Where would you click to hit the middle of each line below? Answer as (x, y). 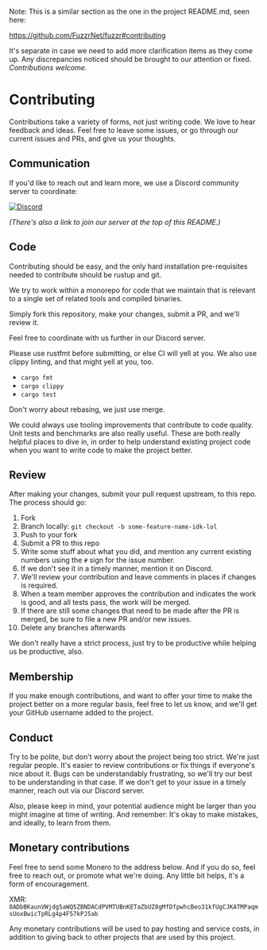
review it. (24, 322)
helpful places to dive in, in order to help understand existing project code (130, 441)
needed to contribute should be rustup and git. (85, 274)
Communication (50, 163)
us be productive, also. (46, 652)
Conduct (31, 737)
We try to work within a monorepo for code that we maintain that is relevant (132, 290)
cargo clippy (42, 386)
